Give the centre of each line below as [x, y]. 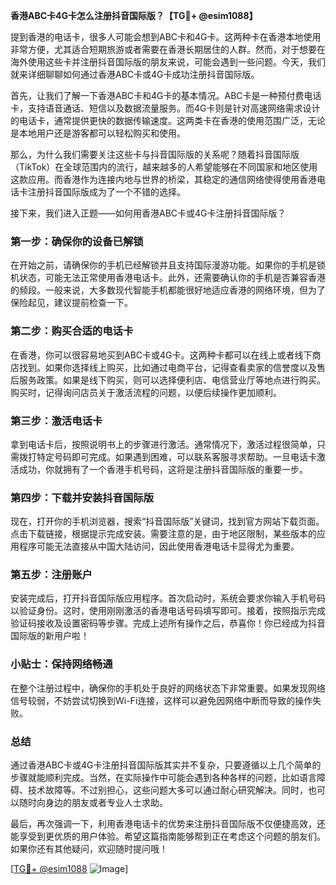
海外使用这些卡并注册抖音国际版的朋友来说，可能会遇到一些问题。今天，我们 [168, 62]
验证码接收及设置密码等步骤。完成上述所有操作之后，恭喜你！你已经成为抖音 [168, 623]
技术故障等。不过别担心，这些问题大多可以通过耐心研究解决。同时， [167, 790]
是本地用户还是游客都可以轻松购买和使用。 [98, 133]
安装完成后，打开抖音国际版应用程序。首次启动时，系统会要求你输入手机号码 [168, 598]
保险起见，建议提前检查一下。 [71, 303]
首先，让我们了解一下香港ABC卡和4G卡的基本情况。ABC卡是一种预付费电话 [166, 95]
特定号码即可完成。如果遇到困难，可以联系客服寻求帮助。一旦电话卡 [176, 456]
